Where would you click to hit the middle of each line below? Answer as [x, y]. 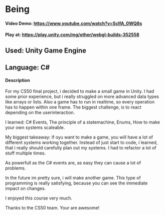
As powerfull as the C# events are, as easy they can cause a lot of [73, 163]
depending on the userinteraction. [40, 112]
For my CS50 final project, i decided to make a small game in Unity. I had [80, 91]
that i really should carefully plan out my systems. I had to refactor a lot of [81, 148]
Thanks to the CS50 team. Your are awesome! [52, 208]
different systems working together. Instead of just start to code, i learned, [82, 142]
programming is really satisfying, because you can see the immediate [77, 183]
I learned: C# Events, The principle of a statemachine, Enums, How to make [83, 122]
